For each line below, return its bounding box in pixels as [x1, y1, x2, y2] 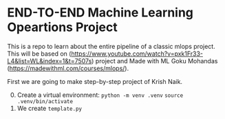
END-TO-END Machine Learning [7, 5, 194, 21]
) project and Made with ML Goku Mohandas [92, 56, 218, 65]
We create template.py [17, 104, 83, 112]
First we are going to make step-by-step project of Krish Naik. [7, 77, 183, 85]
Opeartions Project [7, 19, 118, 35]
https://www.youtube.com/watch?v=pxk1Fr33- [71, 50, 204, 58]
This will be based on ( [7, 50, 72, 58]
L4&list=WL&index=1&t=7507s [7, 56, 92, 65]
